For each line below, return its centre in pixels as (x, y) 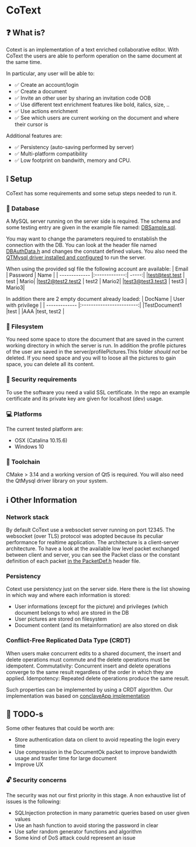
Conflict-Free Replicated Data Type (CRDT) (68, 641)
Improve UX (29, 765)
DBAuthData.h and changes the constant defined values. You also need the (97, 251)
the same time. (24, 62)
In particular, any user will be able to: (50, 73)
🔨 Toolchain (23, 462)
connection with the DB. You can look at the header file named (81, 245)
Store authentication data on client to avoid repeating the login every (97, 740)
